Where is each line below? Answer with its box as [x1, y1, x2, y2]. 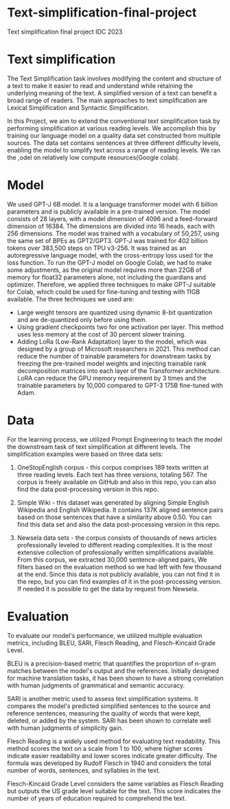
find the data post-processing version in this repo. [16, 485, 159, 493]
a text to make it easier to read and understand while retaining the [7, 81, 194, 90]
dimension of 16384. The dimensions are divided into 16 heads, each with [7, 222, 215, 230]
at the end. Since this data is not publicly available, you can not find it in [16, 570, 220, 578]
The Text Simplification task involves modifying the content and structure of [7, 74, 222, 82]
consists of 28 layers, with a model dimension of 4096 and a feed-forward [7, 214, 218, 223]
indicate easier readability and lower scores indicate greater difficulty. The [7, 751, 218, 760]
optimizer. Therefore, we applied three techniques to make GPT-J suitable [7, 280, 216, 288]
